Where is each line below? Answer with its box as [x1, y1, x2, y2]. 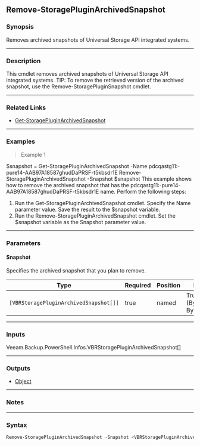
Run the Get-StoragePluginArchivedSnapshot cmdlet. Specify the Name [14, 199, 191, 206]
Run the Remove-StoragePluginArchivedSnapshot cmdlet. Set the [14, 212, 176, 219]
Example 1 [20, 151, 46, 158]
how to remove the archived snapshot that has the [6, 181, 130, 188]
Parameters [6, 239, 40, 247]
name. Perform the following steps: [100, 188, 186, 195]
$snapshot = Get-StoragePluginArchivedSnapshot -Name [6, 162, 148, 169]
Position [157, 281, 180, 289]
